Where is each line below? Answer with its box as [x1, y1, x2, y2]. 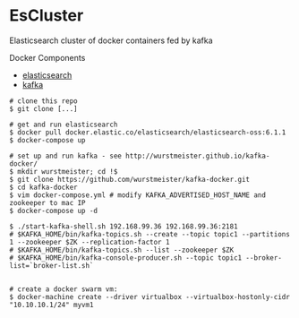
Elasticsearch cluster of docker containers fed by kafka [9, 35, 213, 46]
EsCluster [9, 5, 84, 26]
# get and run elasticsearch [9, 120, 118, 129]
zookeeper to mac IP [9, 198, 87, 207]
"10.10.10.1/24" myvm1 [9, 300, 94, 309]
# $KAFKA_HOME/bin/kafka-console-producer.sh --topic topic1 [9, 253, 243, 262]
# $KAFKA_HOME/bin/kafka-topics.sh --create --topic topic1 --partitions [9, 229, 291, 238]
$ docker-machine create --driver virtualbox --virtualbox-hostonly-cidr [9, 292, 291, 301]
